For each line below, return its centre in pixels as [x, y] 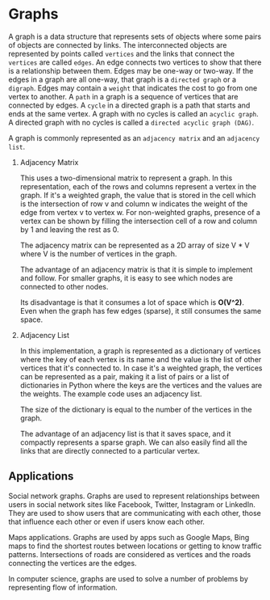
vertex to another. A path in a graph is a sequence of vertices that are [123, 96]
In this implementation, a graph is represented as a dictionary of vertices [140, 351]
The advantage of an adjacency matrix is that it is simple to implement [136, 269]
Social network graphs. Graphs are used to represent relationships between [134, 496]
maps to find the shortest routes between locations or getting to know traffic [135, 546]
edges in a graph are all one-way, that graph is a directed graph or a [122, 79]
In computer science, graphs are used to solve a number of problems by [128, 578]
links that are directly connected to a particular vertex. [110, 450]
